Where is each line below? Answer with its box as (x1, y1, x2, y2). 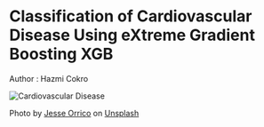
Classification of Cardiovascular (9, 6, 252, 27)
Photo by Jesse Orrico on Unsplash (9, 107, 140, 118)
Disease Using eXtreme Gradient (9, 25, 256, 45)
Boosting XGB (9, 44, 114, 64)
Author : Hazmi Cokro (9, 73, 89, 83)
